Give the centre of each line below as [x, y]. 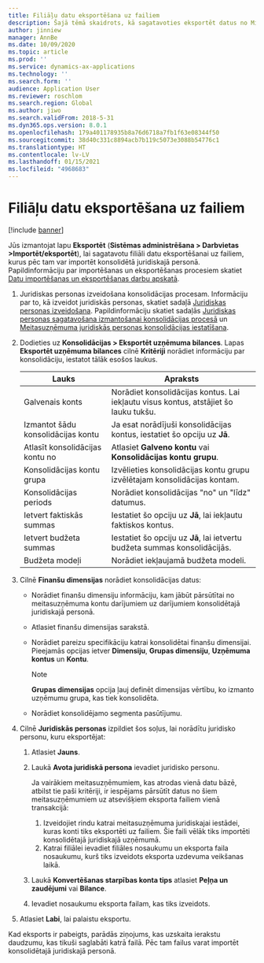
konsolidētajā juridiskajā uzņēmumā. [102, 839]
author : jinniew [35, 30]
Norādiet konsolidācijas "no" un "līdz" [181, 492]
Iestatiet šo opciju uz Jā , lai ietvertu [176, 538]
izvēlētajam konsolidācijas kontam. [175, 480]
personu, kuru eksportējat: [62, 736]
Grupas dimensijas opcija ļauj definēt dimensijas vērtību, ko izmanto [143, 689]
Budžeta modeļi [52, 560]
